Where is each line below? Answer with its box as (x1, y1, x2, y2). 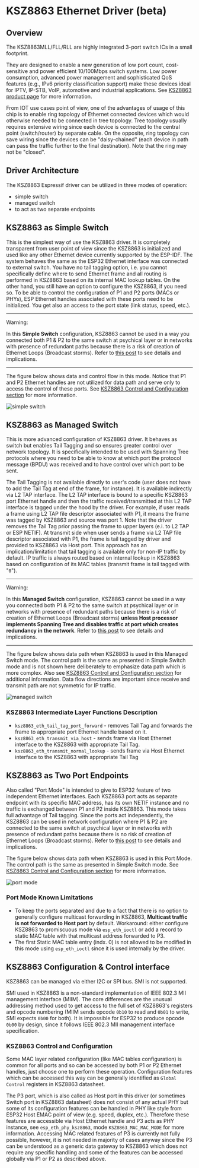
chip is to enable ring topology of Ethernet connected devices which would (6, 111, 190, 118)
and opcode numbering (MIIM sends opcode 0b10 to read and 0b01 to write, (6, 1008, 190, 1015)
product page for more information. (6, 93, 92, 100)
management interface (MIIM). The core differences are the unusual (6, 995, 172, 1002)
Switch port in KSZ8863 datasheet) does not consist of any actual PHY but (6, 1098, 188, 1105)
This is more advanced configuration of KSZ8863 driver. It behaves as (6, 436, 178, 443)
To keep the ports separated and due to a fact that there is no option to (14, 907, 188, 914)
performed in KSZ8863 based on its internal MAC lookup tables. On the (6, 276, 181, 283)
